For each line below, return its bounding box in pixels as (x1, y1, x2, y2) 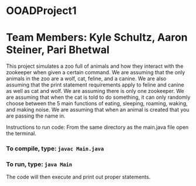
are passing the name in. (6, 112, 66, 119)
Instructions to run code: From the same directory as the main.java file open (6, 124, 189, 131)
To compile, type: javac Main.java (6, 144, 104, 153)
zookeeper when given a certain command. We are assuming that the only (6, 69, 185, 76)
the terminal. (6, 130, 37, 137)
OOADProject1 (6, 4, 77, 18)
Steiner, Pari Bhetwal (6, 43, 110, 57)
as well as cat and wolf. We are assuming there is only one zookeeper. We (6, 88, 184, 95)
